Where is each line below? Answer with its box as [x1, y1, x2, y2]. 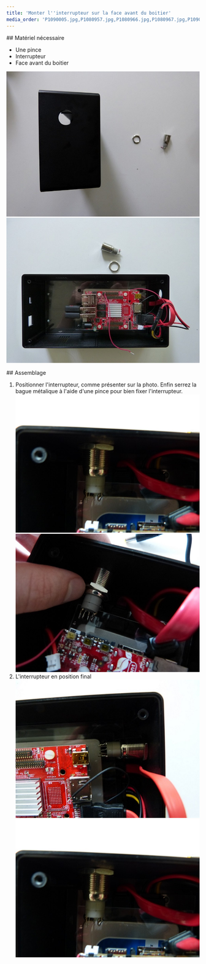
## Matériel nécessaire [6, 34, 64, 41]
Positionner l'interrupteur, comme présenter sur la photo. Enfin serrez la [15, 381, 197, 388]
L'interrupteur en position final [15, 673, 92, 680]
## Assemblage [6, 369, 47, 376]
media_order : [6, 16, 40, 23]
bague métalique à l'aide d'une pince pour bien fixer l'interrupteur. [15, 387, 183, 394]
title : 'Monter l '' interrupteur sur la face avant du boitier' [6, 10, 172, 16]
